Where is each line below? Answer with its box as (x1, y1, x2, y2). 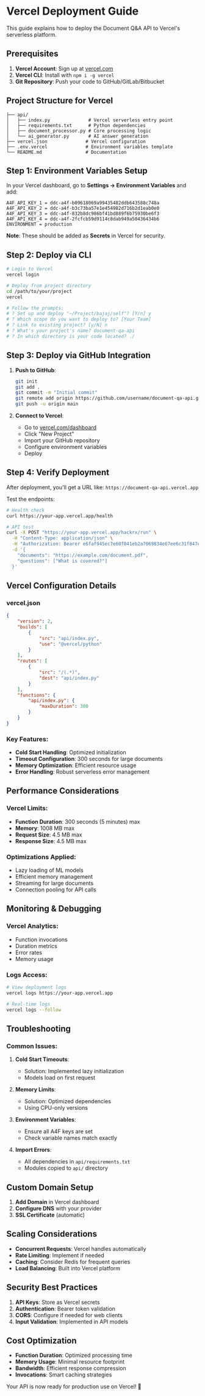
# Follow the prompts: (6, 305, 64, 311)
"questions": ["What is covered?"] (17, 558, 108, 564)
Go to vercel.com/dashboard (24, 424, 96, 431)
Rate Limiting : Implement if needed (15, 1251, 105, 1259)
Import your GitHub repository (24, 437, 100, 444)
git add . (15, 384, 41, 390)
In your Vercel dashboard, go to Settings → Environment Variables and (6, 182, 187, 189)
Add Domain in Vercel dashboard (15, 1198, 99, 1206)
